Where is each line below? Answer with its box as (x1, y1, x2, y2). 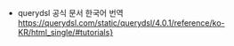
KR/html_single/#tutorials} (17, 27, 114, 37)
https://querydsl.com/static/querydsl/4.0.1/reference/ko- (17, 18, 225, 28)
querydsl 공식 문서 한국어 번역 (17, 8, 124, 18)
